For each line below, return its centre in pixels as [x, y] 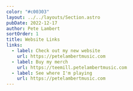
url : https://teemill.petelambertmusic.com [72, 67]
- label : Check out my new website [56, 51]
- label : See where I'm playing [52, 73]
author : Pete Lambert [33, 28]
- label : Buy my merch [40, 62]
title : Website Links [33, 40]
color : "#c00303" [28, 12]
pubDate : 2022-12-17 [32, 23]
